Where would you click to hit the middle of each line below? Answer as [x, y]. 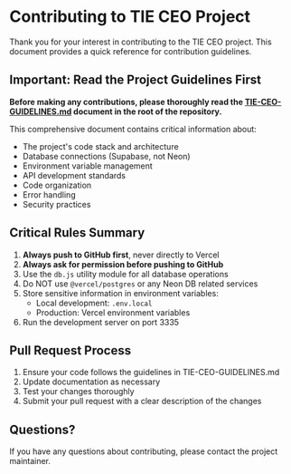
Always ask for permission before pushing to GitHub [123, 264]
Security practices [56, 204]
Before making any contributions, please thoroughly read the [127, 102]
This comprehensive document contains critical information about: [133, 129]
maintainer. [30, 461]
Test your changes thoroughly [78, 392]
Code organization [57, 185]
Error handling [49, 194]
